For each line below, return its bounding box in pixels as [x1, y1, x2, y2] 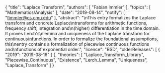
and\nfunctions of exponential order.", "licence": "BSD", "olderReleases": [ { [5, 47, 160, 52]
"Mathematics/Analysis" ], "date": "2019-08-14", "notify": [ [5, 9, 125, 15]
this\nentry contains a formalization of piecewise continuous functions [5, 41, 150, 47]
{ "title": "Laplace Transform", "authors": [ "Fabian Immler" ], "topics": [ [5, 4, 151, 10]
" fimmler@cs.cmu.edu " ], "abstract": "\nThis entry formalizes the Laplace [5, 15, 156, 20]
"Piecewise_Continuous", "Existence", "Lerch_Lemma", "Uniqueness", [5, 57, 148, 63]
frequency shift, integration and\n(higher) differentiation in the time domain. [5, 25, 160, 31]
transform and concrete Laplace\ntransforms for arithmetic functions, [5, 20, 148, 26]
